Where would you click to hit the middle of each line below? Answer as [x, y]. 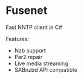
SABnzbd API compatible [46, 69]
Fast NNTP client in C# [34, 27]
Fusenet [27, 11]
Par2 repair [28, 57]
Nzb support [30, 50]
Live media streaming [41, 63]
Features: [18, 39]
